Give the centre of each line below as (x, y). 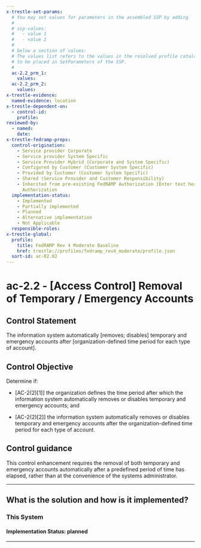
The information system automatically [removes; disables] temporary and (97, 335)
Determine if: (22, 381)
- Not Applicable (39, 223)
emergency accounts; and (47, 405)
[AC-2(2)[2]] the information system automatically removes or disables (102, 417)
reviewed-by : (22, 123)
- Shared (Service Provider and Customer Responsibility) (91, 179)
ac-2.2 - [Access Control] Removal (94, 286)
